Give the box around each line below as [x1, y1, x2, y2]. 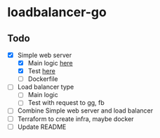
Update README [17, 123, 67, 131]
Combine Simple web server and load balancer [17, 106, 154, 115]
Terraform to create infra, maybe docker [17, 114, 135, 123]
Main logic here [27, 59, 74, 68]
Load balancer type [17, 82, 74, 92]
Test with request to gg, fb [27, 99, 105, 107]
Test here [27, 67, 56, 75]
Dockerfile [27, 75, 58, 83]
